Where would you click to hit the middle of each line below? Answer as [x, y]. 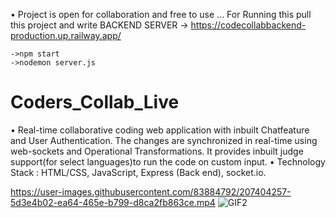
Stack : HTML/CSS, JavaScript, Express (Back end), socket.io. [138, 172]
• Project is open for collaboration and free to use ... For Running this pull [161, 14]
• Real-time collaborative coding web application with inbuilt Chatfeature [160, 130]
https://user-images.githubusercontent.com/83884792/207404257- [151, 191]
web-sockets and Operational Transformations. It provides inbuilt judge [157, 151]
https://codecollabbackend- [248, 25]
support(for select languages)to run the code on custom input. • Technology [168, 161]
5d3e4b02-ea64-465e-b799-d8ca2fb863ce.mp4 [113, 202]
